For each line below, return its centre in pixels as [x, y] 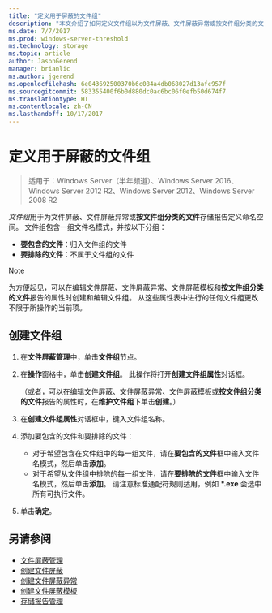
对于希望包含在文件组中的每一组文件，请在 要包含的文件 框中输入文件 [146, 453]
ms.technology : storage [49, 46]
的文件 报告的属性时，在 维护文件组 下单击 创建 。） [100, 401]
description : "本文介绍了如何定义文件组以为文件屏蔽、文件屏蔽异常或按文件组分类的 [133, 24]
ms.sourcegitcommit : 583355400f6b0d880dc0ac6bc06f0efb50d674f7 [117, 91]
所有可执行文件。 [61, 494]
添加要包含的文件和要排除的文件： [77, 436]
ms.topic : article [39, 54]
